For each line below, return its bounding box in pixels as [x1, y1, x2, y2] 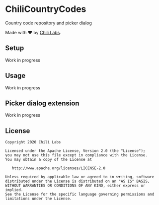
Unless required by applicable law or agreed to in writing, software [5, 175, 155, 180]
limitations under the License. [5, 196, 72, 202]
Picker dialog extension [5, 99, 79, 107]
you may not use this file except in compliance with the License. [5, 153, 148, 158]
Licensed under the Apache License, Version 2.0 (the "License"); [5, 148, 146, 153]
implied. [5, 188, 23, 193]
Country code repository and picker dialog [5, 20, 92, 26]
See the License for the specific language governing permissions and [5, 192, 155, 197]
